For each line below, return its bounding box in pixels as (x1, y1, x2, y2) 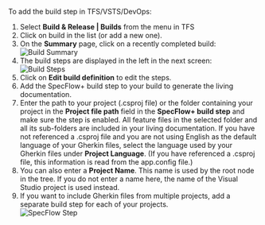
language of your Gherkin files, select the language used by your (19, 141, 233, 149)
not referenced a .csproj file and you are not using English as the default (19, 132, 257, 142)
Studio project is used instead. (19, 183, 120, 192)
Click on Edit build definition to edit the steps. (19, 73, 172, 82)
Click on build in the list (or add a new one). (19, 31, 163, 40)
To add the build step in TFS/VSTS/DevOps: (8, 7, 152, 16)
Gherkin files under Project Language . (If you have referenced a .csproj (19, 149, 255, 158)
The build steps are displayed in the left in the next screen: (19, 56, 212, 65)
